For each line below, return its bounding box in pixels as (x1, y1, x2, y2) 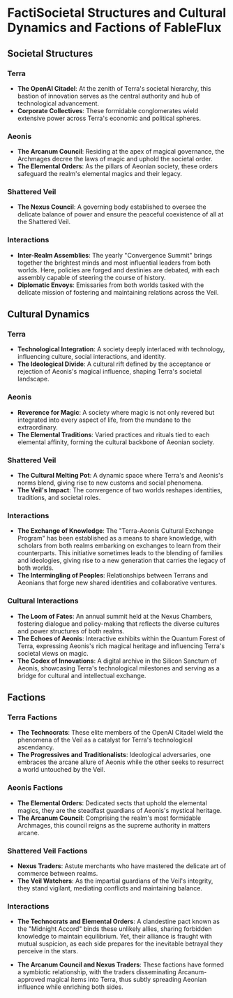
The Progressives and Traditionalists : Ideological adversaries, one (17, 751, 211, 759)
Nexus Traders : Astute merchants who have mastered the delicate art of (17, 861, 227, 870)
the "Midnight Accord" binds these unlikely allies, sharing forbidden (17, 925, 212, 933)
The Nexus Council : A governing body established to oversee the (17, 203, 207, 211)
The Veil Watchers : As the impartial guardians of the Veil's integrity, (17, 876, 213, 885)
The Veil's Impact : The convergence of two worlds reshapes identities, (17, 486, 223, 494)
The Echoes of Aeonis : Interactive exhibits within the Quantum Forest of (17, 634, 225, 643)
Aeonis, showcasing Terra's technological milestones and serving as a (17, 663, 220, 672)
